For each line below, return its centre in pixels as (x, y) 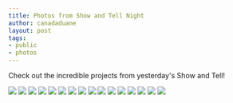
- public (23, 46)
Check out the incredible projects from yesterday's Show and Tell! (117, 75)
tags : (17, 38)
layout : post (30, 30)
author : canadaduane (43, 23)
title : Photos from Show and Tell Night (77, 16)
